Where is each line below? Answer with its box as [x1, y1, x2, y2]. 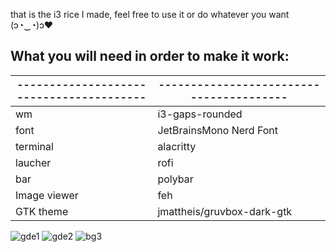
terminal [15, 139, 54, 153]
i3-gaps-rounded [157, 107, 243, 121]
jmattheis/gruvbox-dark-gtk [157, 204, 293, 218]
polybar [157, 172, 194, 186]
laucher [15, 155, 52, 169]
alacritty [157, 139, 197, 153]
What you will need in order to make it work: [10, 48, 290, 65]
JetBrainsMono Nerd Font [157, 123, 279, 137]
